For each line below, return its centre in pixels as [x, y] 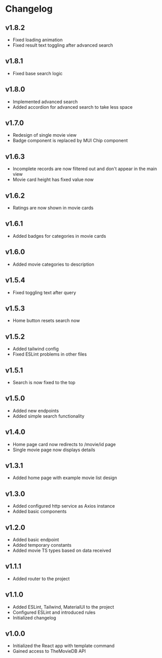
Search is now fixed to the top [44, 382]
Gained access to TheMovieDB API [49, 651]
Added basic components [40, 512]
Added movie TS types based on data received [62, 550]
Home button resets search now [46, 321]
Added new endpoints [36, 411]
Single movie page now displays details [54, 450]
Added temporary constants [42, 545]
